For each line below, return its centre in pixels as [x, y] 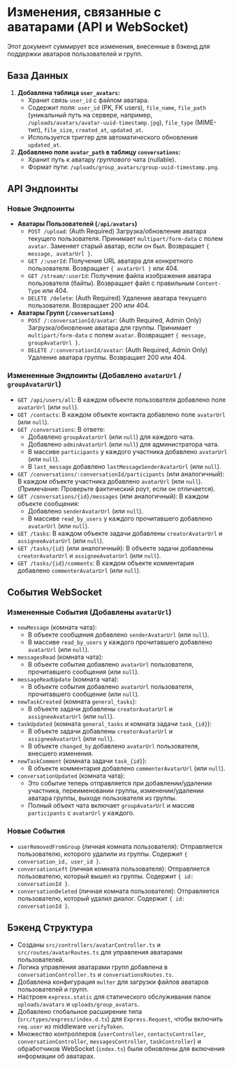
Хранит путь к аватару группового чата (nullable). [102, 159]
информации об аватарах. [56, 1056]
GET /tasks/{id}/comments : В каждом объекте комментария [105, 562]
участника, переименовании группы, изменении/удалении [116, 791]
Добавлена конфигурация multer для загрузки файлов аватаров [113, 982]
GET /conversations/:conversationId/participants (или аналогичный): [121, 474]
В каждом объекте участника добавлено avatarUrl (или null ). [110, 481]
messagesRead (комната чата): [60, 657]
